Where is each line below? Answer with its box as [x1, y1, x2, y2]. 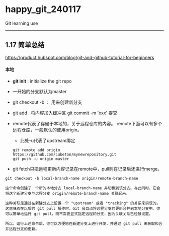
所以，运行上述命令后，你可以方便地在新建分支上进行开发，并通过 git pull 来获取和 [5, 221, 159, 226]
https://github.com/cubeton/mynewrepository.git [12, 152, 117, 157]
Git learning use [5, 20, 38, 26]
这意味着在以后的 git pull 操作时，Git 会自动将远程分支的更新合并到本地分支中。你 [5, 206, 160, 211]
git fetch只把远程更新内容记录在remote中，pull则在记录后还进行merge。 [12, 166, 162, 172]
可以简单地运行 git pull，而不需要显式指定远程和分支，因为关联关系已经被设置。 [5, 211, 153, 216]
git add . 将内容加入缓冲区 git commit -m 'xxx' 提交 [12, 110, 118, 116]
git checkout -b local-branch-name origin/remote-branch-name [5, 176, 138, 181]
